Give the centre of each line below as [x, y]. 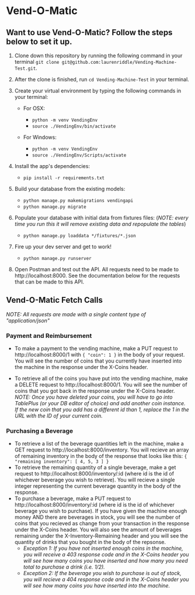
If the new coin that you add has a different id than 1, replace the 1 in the [102, 410]
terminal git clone [37, 62]
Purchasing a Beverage [40, 431]
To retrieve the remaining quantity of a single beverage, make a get [95, 467]
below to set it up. [39, 41]
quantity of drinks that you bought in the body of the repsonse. [90, 542]
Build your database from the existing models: [70, 189]
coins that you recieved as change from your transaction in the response [102, 524]
